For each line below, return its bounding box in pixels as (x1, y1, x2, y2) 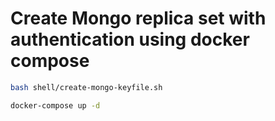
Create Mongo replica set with (10, 7, 267, 30)
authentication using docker (10, 28, 250, 51)
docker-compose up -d (10, 100, 101, 111)
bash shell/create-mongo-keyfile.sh (10, 82, 163, 92)
